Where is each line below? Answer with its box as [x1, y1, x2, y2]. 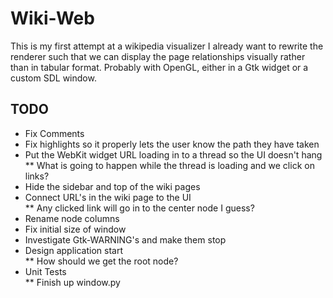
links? [24, 170, 50, 182]
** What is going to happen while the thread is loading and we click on [24, 159, 315, 171]
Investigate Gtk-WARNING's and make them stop [24, 233, 227, 246]
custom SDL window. [10, 72, 97, 84]
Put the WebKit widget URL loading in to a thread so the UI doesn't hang [24, 148, 323, 161]
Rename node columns [24, 212, 120, 224]
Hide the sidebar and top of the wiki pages [24, 180, 201, 192]
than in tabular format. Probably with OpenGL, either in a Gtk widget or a [10, 61, 309, 73]
